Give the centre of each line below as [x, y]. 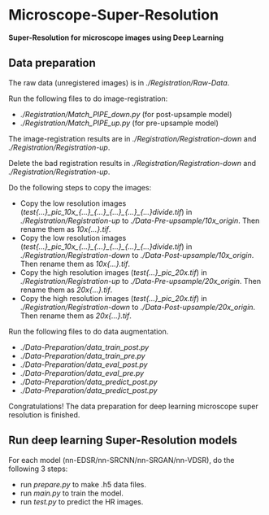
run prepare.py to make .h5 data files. [83, 484]
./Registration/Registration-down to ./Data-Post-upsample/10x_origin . [137, 255]
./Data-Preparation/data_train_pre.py [82, 356]
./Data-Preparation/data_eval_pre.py [82, 373]
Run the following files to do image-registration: [88, 98]
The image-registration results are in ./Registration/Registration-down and [132, 138]
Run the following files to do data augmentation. [89, 331]
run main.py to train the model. [72, 493]
